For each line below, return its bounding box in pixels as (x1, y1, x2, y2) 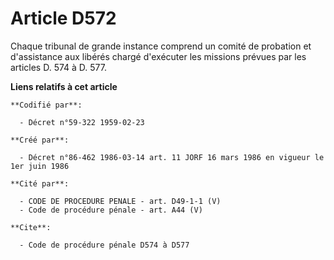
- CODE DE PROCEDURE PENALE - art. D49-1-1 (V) (19, 196, 222, 206)
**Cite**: (10, 222, 52, 232)
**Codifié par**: (10, 100, 83, 110)
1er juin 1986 (10, 161, 70, 171)
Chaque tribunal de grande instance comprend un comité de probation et (10, 40, 312, 52)
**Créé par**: (10, 135, 70, 145)
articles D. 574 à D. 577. (10, 61, 108, 73)
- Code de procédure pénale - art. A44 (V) (19, 205, 203, 215)
